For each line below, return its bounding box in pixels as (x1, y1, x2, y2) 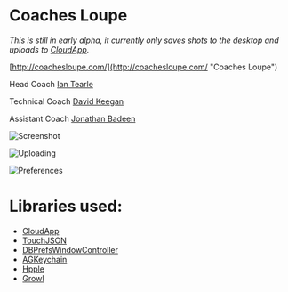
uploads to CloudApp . (9, 44, 90, 54)
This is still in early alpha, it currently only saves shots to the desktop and (9, 35, 279, 45)
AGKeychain (21, 254, 68, 264)
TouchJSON (21, 235, 67, 246)
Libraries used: (9, 197, 123, 216)
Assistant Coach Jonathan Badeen (9, 113, 136, 124)
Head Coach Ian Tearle (9, 78, 93, 89)
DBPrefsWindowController (21, 244, 118, 255)
